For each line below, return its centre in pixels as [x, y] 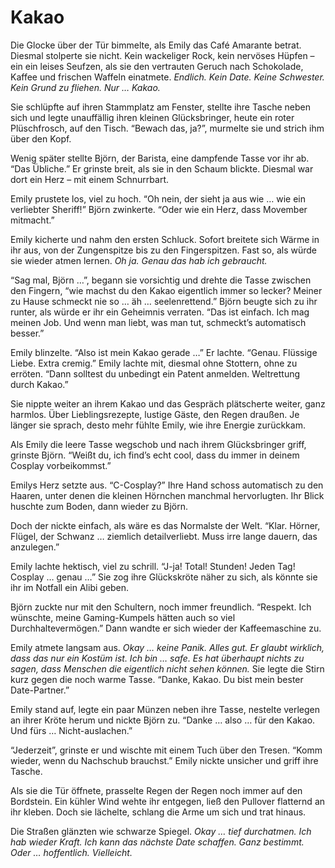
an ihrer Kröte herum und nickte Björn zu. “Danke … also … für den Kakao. [163, 720]
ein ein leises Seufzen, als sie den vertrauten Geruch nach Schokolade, [157, 66]
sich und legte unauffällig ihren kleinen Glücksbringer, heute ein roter [152, 117]
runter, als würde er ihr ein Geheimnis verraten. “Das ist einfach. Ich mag [160, 312]
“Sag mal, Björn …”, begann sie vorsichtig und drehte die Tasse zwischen [161, 280]
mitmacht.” [32, 220]
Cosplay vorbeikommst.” [61, 465]
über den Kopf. [41, 138]
